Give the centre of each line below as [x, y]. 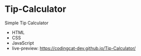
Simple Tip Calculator [27, 23]
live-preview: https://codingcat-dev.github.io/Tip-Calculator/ [74, 48]
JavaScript [23, 43]
